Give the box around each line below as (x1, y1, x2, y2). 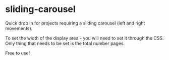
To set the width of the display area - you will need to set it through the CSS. (5, 35, 164, 41)
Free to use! (5, 50, 30, 56)
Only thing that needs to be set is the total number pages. (5, 40, 125, 46)
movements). (5, 25, 33, 31)
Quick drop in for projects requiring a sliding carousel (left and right (5, 20, 145, 26)
